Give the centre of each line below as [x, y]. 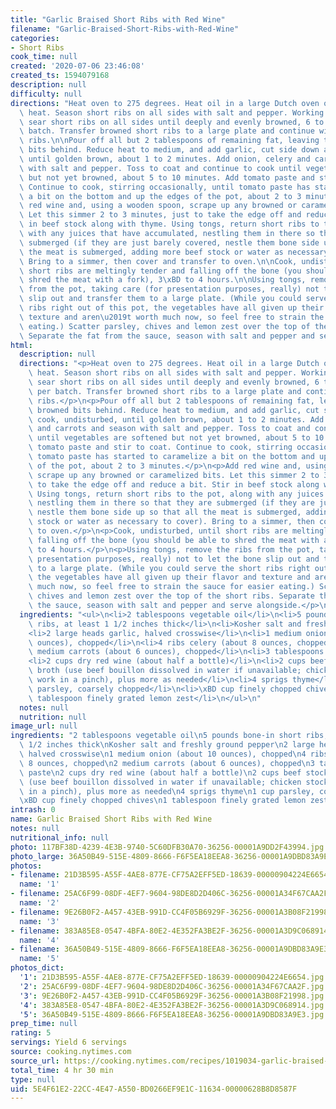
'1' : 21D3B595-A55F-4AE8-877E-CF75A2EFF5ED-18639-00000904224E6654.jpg [172, 977]
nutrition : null [53, 717]
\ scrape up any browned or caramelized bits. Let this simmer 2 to [174, 475]
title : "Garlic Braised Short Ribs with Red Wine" [118, 19]
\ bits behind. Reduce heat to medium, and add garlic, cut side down [169, 150]
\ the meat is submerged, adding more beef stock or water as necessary [174, 252]
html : [21, 345]
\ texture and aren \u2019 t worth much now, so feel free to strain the [172, 317]
